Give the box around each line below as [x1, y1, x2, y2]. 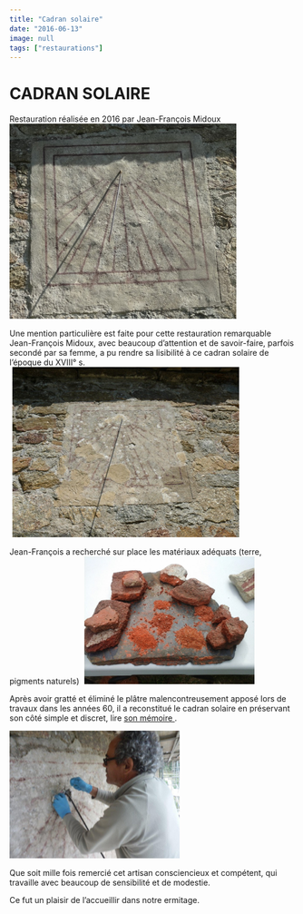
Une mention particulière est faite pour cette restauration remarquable [9, 328, 272, 339]
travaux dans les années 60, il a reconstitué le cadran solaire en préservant [9, 703, 290, 714]
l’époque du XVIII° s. [9, 357, 86, 368]
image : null [9, 34, 54, 43]
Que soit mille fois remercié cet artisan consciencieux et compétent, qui [9, 868, 278, 879]
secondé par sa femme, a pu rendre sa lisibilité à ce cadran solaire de [9, 348, 269, 359]
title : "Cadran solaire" [9, 15, 103, 24]
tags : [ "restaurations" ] [9, 44, 103, 53]
